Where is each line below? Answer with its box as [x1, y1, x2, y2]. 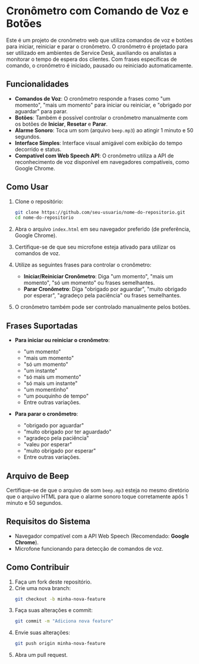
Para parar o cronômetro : [14, 410, 78, 418]
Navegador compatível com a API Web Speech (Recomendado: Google [14, 532, 189, 539]
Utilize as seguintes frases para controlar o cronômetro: [14, 261, 151, 269]
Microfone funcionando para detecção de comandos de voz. [14, 545, 163, 552]
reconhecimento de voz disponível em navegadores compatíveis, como [14, 158, 189, 165]
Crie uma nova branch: [14, 584, 71, 591]
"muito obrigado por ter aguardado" [23, 428, 112, 436]
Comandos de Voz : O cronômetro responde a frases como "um [14, 95, 170, 102]
